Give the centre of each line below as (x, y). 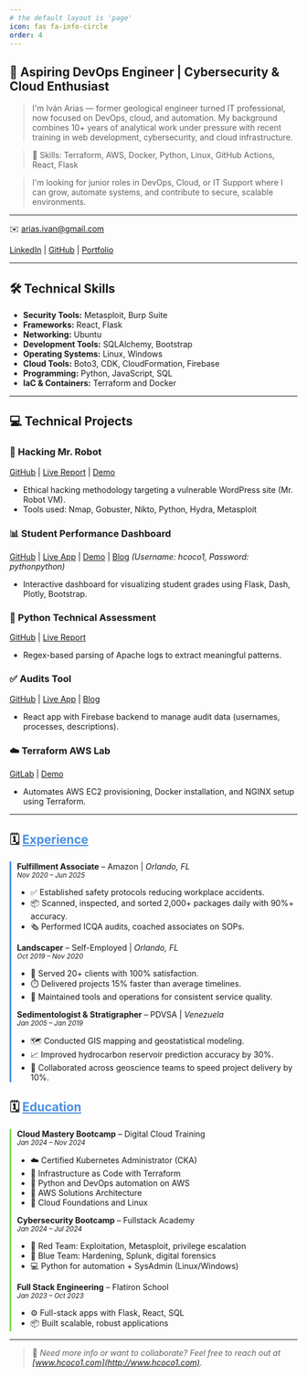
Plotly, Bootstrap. (55, 593)
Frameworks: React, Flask (73, 325)
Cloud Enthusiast (59, 86)
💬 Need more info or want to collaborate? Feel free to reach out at (156, 1352)
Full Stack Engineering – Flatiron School (93, 1286)
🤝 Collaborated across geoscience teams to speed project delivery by (162, 1067)
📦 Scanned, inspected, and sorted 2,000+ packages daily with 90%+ (162, 902)
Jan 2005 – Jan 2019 (50, 1023)
